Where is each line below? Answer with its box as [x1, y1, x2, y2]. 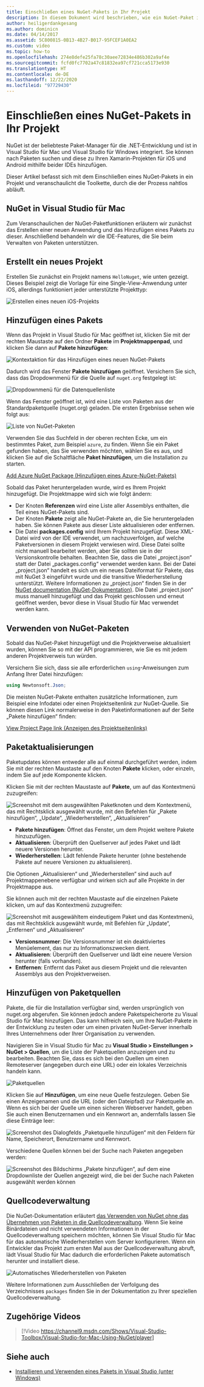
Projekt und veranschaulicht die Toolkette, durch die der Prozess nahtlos [6, 179, 188, 186]
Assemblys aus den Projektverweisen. [15, 970, 111, 977]
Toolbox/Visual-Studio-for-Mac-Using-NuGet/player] [21, 1334, 154, 1341]
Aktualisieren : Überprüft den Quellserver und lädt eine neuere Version [15, 951, 192, 958]
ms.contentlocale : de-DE [6, 71, 69, 77]
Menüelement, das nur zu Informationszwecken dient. [15, 944, 151, 951]
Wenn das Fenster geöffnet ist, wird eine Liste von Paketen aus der [6, 398, 174, 405]
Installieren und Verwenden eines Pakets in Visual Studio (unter [15, 1368, 174, 1375]
